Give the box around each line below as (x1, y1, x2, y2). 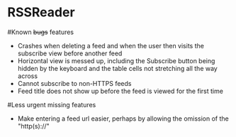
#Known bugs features (7, 28, 74, 36)
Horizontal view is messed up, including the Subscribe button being (17, 56, 215, 65)
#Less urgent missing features (7, 100, 96, 109)
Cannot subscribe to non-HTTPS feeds (17, 79, 132, 87)
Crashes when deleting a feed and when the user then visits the (17, 41, 204, 50)
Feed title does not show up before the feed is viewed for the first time (17, 87, 223, 95)
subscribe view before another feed (17, 49, 123, 57)
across (17, 72, 38, 80)
